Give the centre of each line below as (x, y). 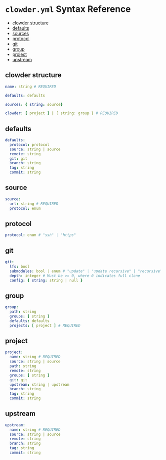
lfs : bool (20, 266)
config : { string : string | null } (46, 280)
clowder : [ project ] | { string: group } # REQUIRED (62, 113)
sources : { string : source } (34, 104)
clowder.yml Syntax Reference (68, 9)
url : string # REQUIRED (34, 204)
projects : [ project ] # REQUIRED (45, 325)
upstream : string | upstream (40, 384)
